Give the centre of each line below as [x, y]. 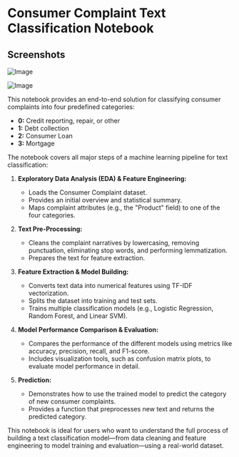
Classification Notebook [81, 28]
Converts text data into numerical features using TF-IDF [110, 286]
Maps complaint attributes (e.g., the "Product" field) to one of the [124, 207]
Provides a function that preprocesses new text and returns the [121, 409]
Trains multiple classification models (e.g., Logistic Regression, [121, 308]
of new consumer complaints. [72, 401]
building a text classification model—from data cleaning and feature [107, 438]
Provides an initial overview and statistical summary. [105, 200]
